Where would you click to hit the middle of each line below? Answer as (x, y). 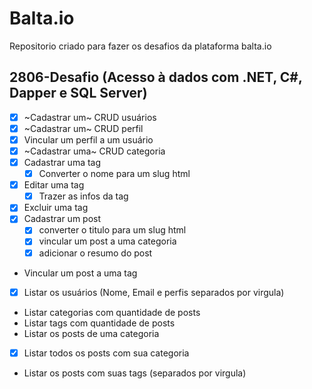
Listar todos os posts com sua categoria (106, 353)
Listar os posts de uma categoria (91, 333)
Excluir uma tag (56, 208)
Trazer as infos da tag (83, 196)
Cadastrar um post (62, 219)
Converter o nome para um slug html (114, 174)
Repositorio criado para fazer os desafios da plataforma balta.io (140, 46)
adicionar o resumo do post (95, 253)
